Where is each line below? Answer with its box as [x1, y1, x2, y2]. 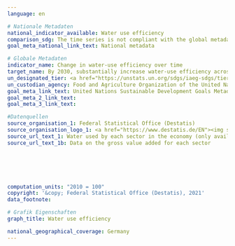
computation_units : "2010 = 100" [7, 183, 105, 190]
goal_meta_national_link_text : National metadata [7, 43, 155, 50]
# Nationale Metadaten [7, 22, 73, 30]
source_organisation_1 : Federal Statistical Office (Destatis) [7, 120, 196, 127]
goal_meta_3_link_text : [7, 101, 77, 108]
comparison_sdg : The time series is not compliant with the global [7, 36, 208, 43]
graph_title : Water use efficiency [7, 215, 111, 222]
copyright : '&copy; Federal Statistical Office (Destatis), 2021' [7, 190, 205, 197]
